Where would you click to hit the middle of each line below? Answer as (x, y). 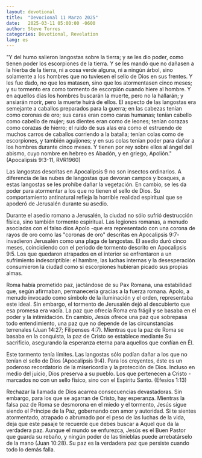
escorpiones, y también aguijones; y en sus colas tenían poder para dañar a (100, 140)
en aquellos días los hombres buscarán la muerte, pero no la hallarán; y (95, 95)
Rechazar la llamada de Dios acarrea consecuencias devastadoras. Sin (94, 392)
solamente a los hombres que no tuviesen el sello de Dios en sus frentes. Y (99, 76)
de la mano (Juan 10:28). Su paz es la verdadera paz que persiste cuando (98, 443)
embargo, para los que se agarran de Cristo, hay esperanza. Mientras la (96, 398)
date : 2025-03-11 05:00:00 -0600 (51, 23)
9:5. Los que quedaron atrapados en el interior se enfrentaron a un (89, 254)
